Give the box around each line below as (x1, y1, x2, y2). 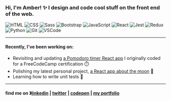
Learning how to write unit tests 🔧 (12, 73, 83, 80)
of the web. (5, 10, 34, 17)
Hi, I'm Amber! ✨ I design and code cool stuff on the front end (5, 4, 160, 11)
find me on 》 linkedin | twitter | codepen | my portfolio (5, 90, 120, 96)
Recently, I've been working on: (5, 44, 74, 50)
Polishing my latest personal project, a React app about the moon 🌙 (12, 68, 154, 74)
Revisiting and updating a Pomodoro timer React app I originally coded (12, 55, 161, 61)
